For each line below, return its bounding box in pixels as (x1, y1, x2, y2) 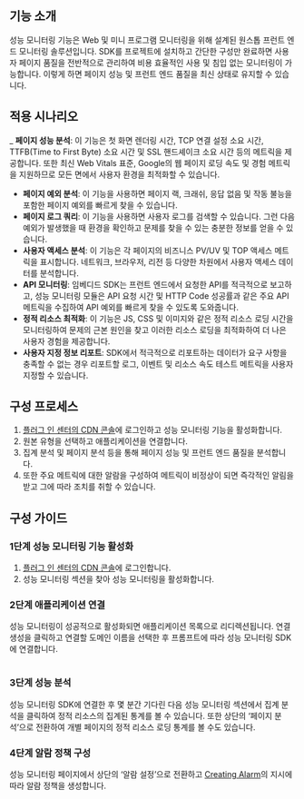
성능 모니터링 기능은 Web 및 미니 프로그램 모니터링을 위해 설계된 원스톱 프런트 (9, 35, 286, 45)
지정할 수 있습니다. (22, 370, 89, 380)
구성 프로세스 (9, 399, 79, 415)
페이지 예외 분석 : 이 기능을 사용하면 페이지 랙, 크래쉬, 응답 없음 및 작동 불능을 (22, 188, 293, 199)
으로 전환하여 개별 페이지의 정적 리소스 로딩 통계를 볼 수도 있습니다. (18, 721, 256, 733)
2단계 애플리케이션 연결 (9, 598, 106, 611)
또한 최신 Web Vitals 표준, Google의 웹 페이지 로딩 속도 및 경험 (43, 157, 267, 168)
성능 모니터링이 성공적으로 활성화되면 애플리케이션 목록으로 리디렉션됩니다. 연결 (9, 621, 291, 632)
